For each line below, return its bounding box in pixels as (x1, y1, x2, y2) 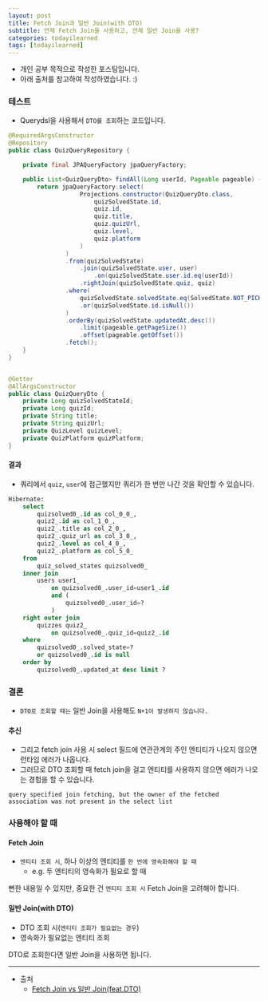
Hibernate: (8, 495, 45, 503)
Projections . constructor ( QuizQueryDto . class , (79, 190, 234, 198)
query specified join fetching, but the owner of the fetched (8, 791, 219, 799)
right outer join (22, 614, 81, 622)
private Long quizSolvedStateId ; (22, 397, 134, 406)
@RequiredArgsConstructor (8, 132, 94, 140)
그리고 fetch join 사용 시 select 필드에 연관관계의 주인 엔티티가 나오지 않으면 (19, 745, 258, 754)
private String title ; (22, 412, 98, 420)
